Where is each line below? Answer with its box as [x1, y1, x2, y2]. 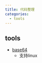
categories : [5, 12, 29, 16]
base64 [12, 47, 28, 53]
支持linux [19, 53, 38, 59]
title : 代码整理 [5, 7, 35, 12]
